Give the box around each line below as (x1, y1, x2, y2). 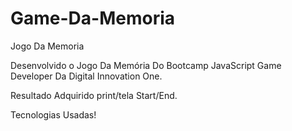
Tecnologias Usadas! (10, 108, 97, 121)
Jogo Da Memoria (10, 40, 85, 52)
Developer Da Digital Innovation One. (10, 70, 163, 82)
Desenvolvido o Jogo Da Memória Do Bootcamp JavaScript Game (10, 59, 282, 71)
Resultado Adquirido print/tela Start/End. (10, 89, 178, 101)
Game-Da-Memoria (10, 7, 176, 30)
